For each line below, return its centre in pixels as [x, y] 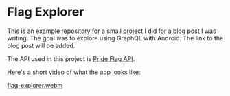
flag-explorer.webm [35, 85]
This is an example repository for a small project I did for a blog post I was [112, 31]
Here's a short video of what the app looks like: [74, 72]
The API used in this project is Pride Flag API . [71, 58]
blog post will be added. [41, 45]
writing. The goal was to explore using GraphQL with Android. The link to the [115, 38]
